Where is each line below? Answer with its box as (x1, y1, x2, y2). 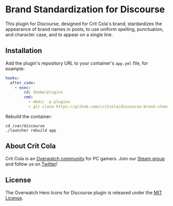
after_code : (10, 80, 36, 85)
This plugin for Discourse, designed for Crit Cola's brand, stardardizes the (5, 21, 162, 27)
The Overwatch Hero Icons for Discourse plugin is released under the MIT (5, 189, 162, 196)
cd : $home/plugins (24, 90, 63, 95)
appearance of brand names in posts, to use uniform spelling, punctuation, (5, 26, 164, 32)
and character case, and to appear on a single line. (5, 31, 113, 38)
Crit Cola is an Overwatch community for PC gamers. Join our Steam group (5, 155, 165, 161)
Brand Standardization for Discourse (5, 4, 165, 15)
